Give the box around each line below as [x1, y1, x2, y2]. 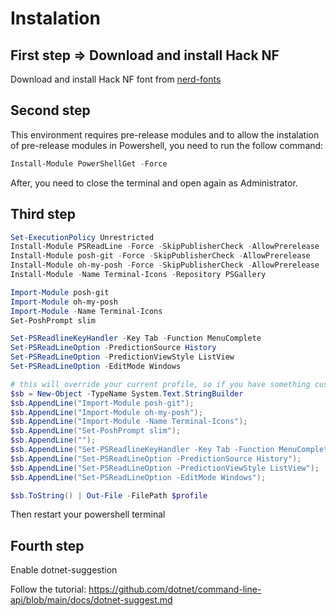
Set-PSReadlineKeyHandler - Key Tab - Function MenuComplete [10, 333, 262, 344]
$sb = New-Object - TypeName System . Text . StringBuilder [10, 388, 244, 399]
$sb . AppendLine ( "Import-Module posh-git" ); [10, 398, 195, 408]
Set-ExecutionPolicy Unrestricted [10, 232, 155, 242]
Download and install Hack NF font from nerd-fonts [10, 73, 222, 85]
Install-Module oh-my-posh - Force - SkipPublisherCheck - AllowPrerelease [10, 260, 320, 271]
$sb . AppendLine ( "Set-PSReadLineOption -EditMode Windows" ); [10, 472, 267, 482]
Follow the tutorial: [10, 583, 87, 596]
